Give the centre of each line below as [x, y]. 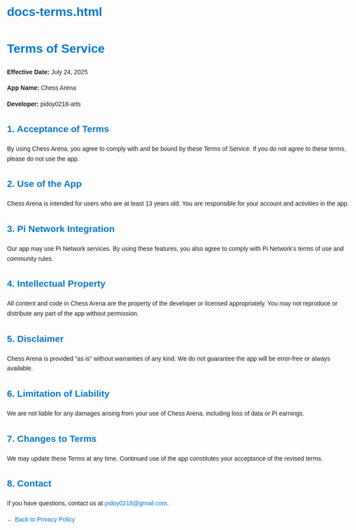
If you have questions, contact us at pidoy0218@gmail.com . [88, 503]
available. [20, 368]
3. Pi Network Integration [61, 229]
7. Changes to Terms [52, 438]
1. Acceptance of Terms [58, 129]
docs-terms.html [55, 12]
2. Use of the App [44, 184]
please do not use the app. [43, 158]
